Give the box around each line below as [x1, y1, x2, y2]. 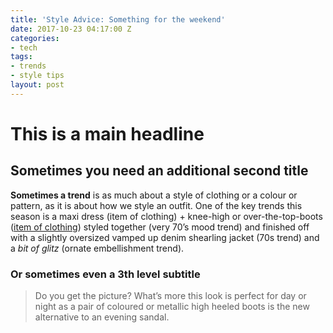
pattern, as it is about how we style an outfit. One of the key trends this [10, 199, 303, 211]
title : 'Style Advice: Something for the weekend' [10, 14, 226, 25]
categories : [10, 33, 60, 43]
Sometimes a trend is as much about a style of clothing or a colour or [10, 189, 298, 201]
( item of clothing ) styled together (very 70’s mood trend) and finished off [10, 221, 310, 233]
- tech [10, 42, 38, 53]
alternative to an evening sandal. [34, 311, 170, 323]
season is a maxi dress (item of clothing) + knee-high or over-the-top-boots [10, 210, 323, 222]
